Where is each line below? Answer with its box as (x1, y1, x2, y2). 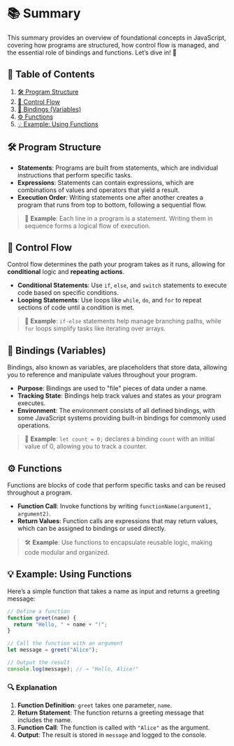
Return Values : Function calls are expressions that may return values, (17, 517, 219, 525)
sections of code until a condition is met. (17, 303, 135, 312)
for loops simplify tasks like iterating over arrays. (24, 324, 166, 332)
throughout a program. (7, 488, 73, 497)
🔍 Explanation (7, 682, 57, 692)
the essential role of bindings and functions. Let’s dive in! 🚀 (7, 48, 177, 57)
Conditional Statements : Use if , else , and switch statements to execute (17, 281, 227, 290)
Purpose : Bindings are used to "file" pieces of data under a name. (17, 384, 207, 393)
